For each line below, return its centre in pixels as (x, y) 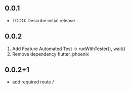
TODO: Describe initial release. (44, 20)
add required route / (33, 82)
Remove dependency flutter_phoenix (50, 54)
